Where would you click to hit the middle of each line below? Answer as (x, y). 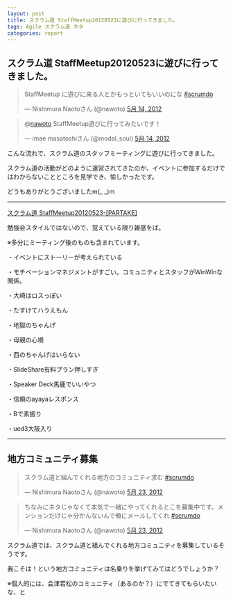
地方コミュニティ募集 (53, 459)
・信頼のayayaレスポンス (43, 399)
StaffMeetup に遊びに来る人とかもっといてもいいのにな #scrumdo (119, 94)
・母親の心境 (25, 340)
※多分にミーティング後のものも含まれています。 (76, 243)
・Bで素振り (25, 414)
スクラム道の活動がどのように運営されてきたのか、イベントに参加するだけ (113, 168)
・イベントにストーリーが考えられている (65, 258)
